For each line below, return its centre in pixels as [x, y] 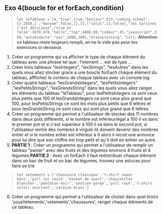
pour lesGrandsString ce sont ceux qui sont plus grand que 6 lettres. [81, 108]
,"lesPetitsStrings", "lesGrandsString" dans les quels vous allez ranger [82, 88]
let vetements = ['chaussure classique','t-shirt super [74, 175]
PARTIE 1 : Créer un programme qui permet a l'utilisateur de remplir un [82, 145]
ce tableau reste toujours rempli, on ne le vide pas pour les [77, 42]
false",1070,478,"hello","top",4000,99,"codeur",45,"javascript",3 [86, 32]
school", [141, 19]
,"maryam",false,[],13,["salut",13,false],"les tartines [97, 23]
